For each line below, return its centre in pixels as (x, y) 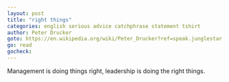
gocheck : (20, 52)
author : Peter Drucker (39, 32)
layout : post (26, 13)
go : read (20, 45)
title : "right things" (39, 20)
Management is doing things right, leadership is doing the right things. (106, 71)
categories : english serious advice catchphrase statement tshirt (104, 26)
